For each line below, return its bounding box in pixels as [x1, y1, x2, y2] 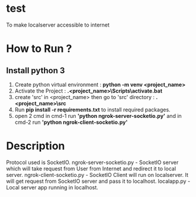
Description [6, 139, 65, 153]
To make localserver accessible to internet [6, 21, 110, 28]
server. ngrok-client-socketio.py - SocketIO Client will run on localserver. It [6, 171, 188, 178]
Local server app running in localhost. [6, 183, 99, 191]
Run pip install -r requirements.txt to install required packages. [14, 106, 171, 113]
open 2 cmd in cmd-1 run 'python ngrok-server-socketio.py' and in [14, 112, 182, 119]
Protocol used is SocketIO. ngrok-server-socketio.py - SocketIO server [6, 159, 179, 166]
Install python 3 [6, 65, 65, 75]
